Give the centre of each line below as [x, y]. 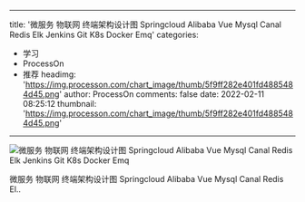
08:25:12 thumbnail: [59, 104]
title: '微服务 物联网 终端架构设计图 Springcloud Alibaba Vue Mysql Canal [145, 24]
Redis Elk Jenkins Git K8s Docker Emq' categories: [104, 34]
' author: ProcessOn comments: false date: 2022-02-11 [162, 94]
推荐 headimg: [49, 74]
